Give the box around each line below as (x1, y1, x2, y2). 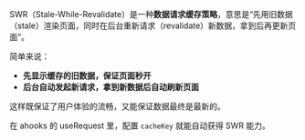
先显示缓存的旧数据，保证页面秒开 (22, 70, 152, 81)
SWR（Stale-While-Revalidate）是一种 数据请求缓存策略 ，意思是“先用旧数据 (9, 9, 294, 19)
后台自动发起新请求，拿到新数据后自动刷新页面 (22, 82, 199, 92)
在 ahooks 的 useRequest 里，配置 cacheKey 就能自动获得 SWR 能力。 (9, 120, 271, 131)
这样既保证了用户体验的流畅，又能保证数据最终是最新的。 (9, 101, 226, 112)
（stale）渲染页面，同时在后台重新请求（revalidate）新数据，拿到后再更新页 (9, 20, 297, 31)
